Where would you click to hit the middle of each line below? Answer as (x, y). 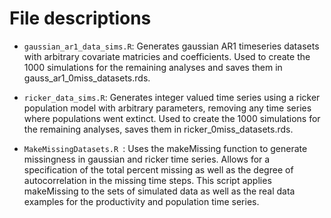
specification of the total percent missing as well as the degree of (158, 169)
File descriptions (80, 18)
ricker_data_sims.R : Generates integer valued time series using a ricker (172, 97)
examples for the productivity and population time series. (141, 201)
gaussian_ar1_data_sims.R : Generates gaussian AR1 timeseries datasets (171, 46)
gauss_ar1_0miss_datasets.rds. (87, 78)
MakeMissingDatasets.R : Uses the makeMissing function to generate (165, 148)
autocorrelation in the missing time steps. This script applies (147, 180)
